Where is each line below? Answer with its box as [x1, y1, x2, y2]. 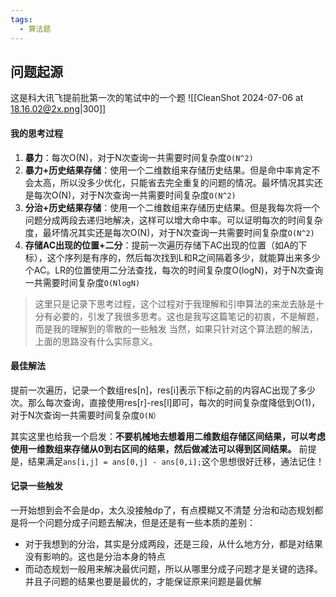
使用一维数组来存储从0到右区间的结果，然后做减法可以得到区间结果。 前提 [10, 442, 317, 455]
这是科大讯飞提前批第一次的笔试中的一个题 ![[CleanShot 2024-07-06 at [10, 92, 304, 104]
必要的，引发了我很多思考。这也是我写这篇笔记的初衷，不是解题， [52, 310, 325, 322]
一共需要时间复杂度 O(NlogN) [24, 276, 141, 288]
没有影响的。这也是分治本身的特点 [24, 550, 166, 562]
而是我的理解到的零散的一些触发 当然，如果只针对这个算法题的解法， [34, 322, 318, 335]
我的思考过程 [10, 127, 63, 139]
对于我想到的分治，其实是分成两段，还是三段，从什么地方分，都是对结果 [24, 537, 323, 550]
